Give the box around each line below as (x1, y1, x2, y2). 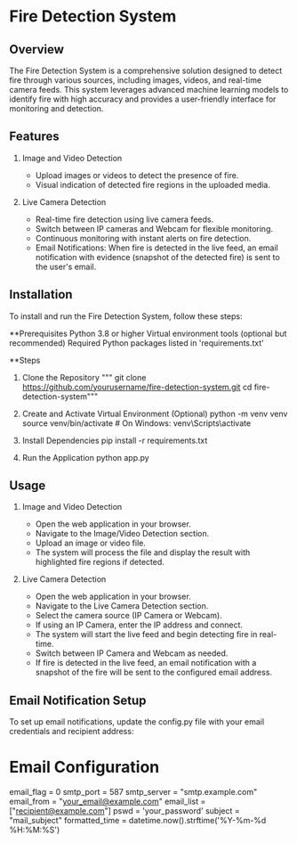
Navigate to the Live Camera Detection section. (35, 601, 209, 611)
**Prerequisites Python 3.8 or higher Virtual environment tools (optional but (9, 328, 287, 339)
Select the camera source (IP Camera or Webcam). (35, 610, 222, 621)
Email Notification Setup (9, 692, 147, 708)
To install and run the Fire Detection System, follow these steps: (9, 310, 243, 322)
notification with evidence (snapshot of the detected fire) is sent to (35, 251, 280, 262)
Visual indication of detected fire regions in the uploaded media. (35, 179, 271, 190)
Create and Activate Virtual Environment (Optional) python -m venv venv (21, 408, 288, 419)
